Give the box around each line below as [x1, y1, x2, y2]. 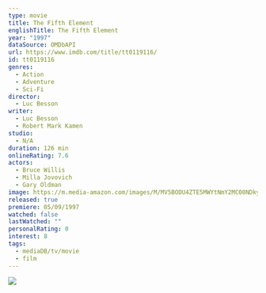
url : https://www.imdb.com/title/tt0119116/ [8, 48, 158, 56]
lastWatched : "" [8, 218, 62, 226]
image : [8, 188, 30, 196]
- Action [15, 70, 44, 78]
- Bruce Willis [15, 166, 66, 174]
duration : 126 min [8, 144, 69, 152]
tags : [8, 240, 26, 248]
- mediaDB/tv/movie [15, 247, 80, 255]
